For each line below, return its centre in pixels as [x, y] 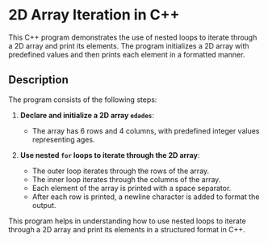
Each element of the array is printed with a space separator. [132, 188]
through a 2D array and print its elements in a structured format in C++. [127, 229]
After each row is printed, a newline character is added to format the [146, 197]
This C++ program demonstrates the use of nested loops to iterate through [133, 37]
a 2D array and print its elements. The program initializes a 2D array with [129, 45]
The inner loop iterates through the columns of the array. [126, 179]
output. [44, 205]
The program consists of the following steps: [83, 100]
